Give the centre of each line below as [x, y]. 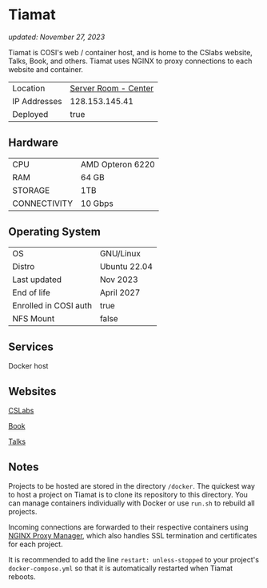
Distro [24, 266]
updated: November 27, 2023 [57, 37]
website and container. [46, 69]
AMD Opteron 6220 [118, 164]
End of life [31, 292]
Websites [32, 391]
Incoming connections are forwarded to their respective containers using [128, 527]
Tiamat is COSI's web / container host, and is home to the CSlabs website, [131, 52]
